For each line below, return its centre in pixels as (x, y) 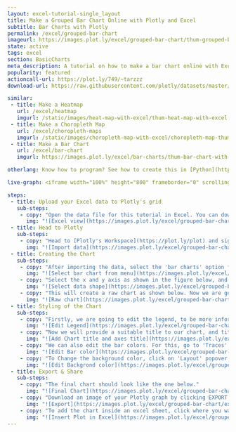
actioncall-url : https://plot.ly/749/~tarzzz (75, 79)
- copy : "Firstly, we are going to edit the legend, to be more (116, 319)
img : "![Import (48, 247)
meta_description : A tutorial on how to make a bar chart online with (113, 66)
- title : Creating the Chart (53, 254)
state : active (28, 46)
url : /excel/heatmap (47, 112)
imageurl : (22, 40)
